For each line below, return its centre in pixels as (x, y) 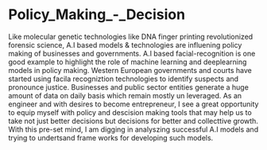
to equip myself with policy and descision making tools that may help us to (130, 112)
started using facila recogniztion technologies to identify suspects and (124, 79)
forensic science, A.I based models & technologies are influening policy (125, 44)
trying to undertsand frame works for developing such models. (111, 137)
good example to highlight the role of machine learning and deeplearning (128, 62)
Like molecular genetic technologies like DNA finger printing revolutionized (131, 37)
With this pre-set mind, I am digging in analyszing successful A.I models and (133, 129)
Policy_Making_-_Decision (97, 15)
